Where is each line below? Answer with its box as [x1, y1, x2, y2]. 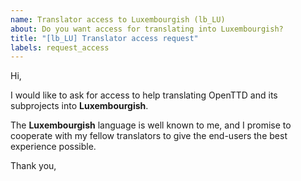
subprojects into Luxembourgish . [10, 100, 149, 112]
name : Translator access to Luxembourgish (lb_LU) [10, 14, 226, 25]
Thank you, [10, 160, 57, 172]
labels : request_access [10, 42, 110, 53]
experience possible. [10, 141, 97, 153]
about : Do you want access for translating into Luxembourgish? [10, 24, 284, 34]
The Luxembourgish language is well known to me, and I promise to [10, 119, 292, 131]
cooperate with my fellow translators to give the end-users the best [10, 130, 288, 142]
